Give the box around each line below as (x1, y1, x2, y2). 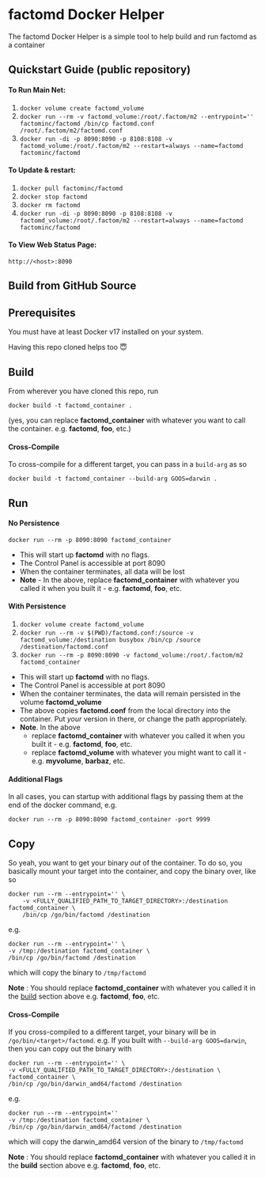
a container (8, 40, 46, 49)
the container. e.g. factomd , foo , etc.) (8, 423, 132, 433)
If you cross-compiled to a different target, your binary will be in (8, 1027, 217, 1037)
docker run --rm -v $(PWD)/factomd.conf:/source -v (19, 629, 194, 637)
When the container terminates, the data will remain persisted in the (19, 688, 241, 698)
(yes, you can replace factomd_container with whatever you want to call (8, 415, 246, 425)
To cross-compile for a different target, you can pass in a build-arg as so (8, 460, 248, 469)
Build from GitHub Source (8, 279, 137, 293)
